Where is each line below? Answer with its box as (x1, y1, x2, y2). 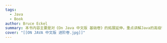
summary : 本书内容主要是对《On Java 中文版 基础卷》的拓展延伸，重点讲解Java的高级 (5, 26, 162, 31)
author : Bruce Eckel (5, 21, 48, 26)
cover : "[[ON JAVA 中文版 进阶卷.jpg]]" (5, 30, 85, 35)
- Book (9, 16, 23, 21)
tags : (5, 7, 16, 12)
